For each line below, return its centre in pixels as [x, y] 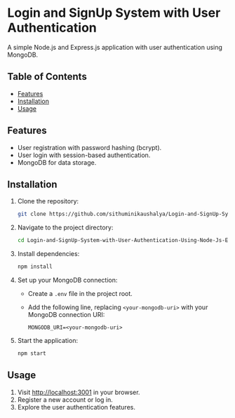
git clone [32, 214]
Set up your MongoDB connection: [67, 280]
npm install [35, 267]
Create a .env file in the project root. [80, 294]
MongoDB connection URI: [66, 315]
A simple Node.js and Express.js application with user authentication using [115, 47]
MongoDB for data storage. [57, 162]
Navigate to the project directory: [65, 228]
